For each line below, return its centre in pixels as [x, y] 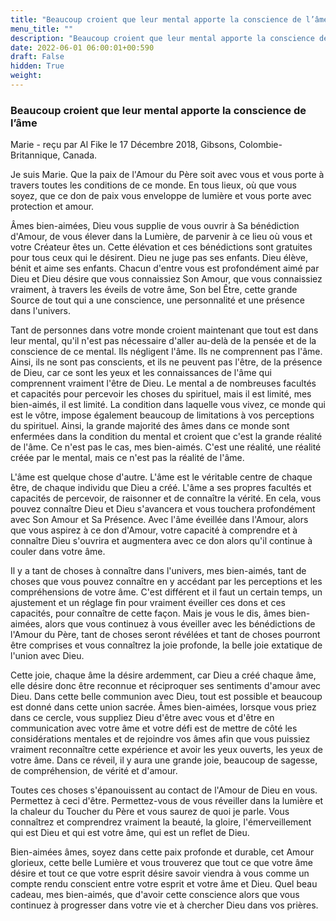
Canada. [80, 155]
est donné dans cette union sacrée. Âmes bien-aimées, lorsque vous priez [163, 707]
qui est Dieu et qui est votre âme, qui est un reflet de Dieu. [130, 833]
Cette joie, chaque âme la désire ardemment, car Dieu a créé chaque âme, [163, 675]
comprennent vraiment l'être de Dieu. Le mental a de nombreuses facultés [163, 383]
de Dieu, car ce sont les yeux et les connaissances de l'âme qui [141, 373]
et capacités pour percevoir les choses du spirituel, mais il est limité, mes [161, 394]
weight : [26, 76]
